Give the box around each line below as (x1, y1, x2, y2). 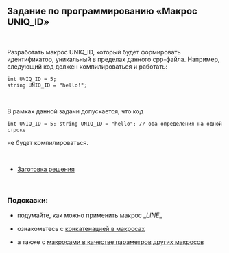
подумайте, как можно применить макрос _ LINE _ (16, 211, 162, 219)
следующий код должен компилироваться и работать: (7, 62, 168, 71)
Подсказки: (7, 195, 49, 205)
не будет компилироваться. (7, 138, 89, 146)
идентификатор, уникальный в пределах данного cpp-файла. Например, (7, 55, 220, 63)
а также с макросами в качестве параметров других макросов (16, 238, 204, 246)
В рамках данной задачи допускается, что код (7, 107, 144, 115)
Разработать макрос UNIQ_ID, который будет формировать (7, 47, 181, 56)
